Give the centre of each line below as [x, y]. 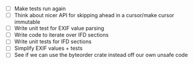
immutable [27, 22]
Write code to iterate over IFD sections [61, 35]
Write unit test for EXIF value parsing [59, 28]
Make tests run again [40, 9]
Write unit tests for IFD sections [53, 41]
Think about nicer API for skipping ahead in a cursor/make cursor [94, 15]
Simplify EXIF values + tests [48, 48]
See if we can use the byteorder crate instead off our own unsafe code [101, 55]
